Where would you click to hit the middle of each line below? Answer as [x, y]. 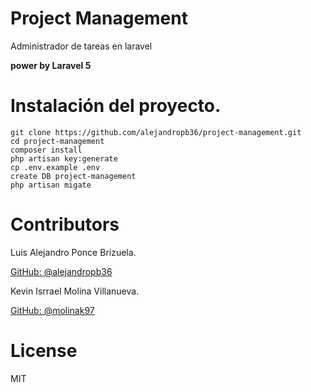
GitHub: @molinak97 [52, 310]
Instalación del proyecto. [116, 106]
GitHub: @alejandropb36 [61, 271]
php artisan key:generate [64, 158]
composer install [46, 150]
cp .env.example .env [55, 167]
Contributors [65, 224]
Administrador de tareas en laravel [81, 46]
